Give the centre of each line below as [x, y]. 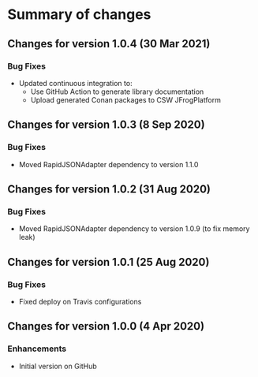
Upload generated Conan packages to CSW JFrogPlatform [126, 99]
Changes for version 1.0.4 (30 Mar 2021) [109, 44]
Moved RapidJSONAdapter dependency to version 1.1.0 [108, 164]
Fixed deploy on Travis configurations [80, 301]
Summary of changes [79, 15]
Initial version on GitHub [58, 366]
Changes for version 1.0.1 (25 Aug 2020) [108, 262]
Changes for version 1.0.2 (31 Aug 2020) [109, 189]
